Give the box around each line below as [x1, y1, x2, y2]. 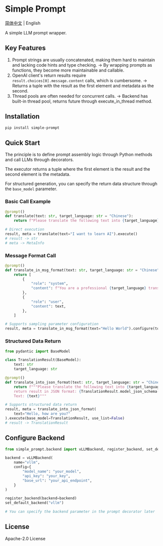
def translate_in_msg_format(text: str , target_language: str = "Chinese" [5, 268, 160, 273]
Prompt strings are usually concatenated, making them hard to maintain [12, 57, 155, 63]
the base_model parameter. [5, 186, 57, 192]
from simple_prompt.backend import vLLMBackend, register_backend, [5, 447, 145, 452]
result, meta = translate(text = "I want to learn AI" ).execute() [5, 232, 138, 237]
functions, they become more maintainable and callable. [12, 67, 125, 73]
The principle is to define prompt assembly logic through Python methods [5, 152, 153, 158]
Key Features [5, 44, 46, 52]
